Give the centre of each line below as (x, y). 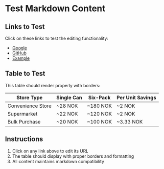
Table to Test (25, 74)
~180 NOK (99, 106)
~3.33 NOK (130, 121)
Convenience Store (30, 106)
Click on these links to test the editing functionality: (57, 38)
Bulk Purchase (24, 121)
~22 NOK (67, 114)
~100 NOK (99, 121)
